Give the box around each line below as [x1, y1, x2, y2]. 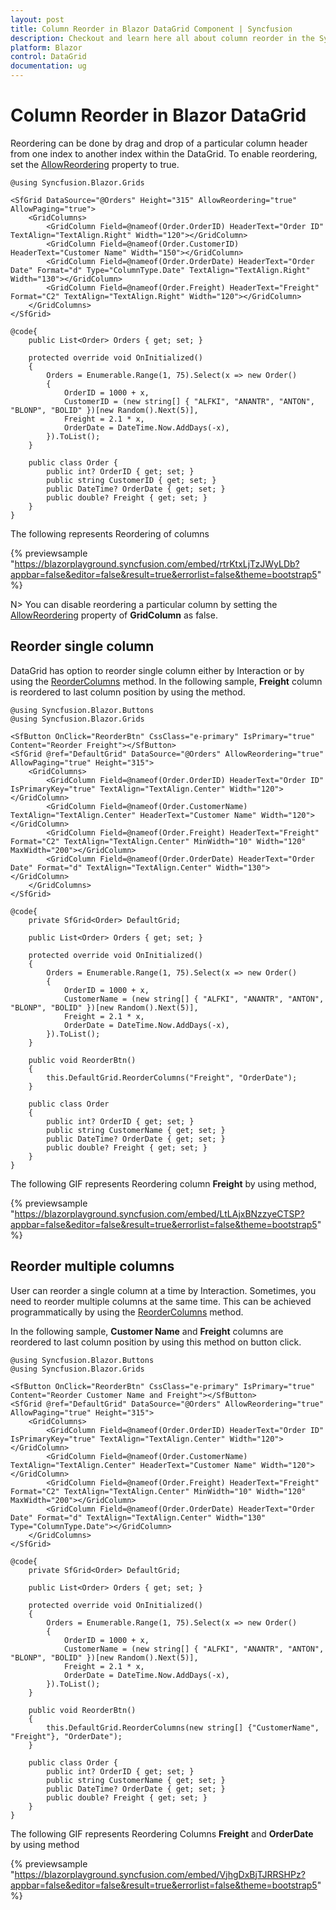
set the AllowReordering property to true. [10, 158, 180, 170]
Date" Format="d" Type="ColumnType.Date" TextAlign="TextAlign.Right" [10, 265, 311, 275]
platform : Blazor [10, 42, 83, 53]
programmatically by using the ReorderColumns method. [10, 1306, 244, 1318]
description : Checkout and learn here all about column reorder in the [10, 33, 315, 43]
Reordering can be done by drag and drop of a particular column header [10, 137, 308, 149]
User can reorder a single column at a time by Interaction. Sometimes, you [10, 1284, 317, 1296]
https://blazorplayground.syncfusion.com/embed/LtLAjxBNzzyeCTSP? [14, 1207, 305, 1220]
